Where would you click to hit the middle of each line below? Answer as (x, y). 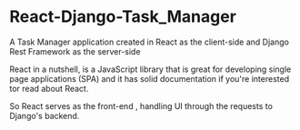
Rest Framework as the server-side (75, 51)
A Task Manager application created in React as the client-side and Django (149, 42)
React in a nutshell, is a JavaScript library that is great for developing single (150, 69)
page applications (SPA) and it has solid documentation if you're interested (149, 78)
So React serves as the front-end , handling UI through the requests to (141, 105)
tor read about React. (49, 88)
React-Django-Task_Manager (123, 17)
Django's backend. (45, 115)
